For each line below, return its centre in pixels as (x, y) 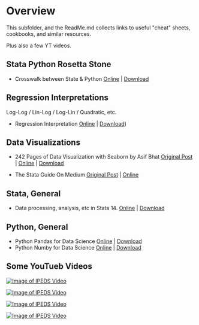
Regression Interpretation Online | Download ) (71, 123)
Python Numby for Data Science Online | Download (78, 247)
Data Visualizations (43, 142)
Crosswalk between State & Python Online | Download (82, 78)
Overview (31, 11)
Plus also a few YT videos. (39, 45)
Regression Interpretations (58, 98)
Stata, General (34, 194)
